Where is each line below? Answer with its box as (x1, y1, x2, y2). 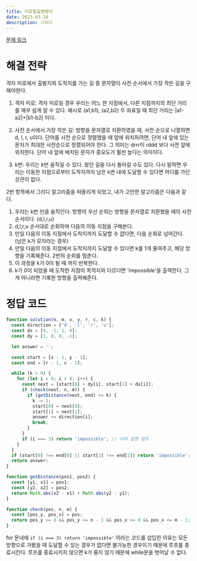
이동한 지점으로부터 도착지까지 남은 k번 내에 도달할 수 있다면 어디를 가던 (25, 169, 190, 176)
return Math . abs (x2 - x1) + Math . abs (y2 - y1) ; (11, 490, 131, 496)
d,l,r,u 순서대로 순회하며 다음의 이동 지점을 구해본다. (14, 223, 133, 230)
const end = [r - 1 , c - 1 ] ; (11, 360, 83, 366)
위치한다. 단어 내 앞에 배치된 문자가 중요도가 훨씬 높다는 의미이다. (14, 149, 163, 156)
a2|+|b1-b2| (14, 114, 44, 121)
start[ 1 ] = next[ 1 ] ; (32, 409, 83, 415)
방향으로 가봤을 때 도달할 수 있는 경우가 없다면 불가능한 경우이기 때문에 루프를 (6, 542, 183, 548)
